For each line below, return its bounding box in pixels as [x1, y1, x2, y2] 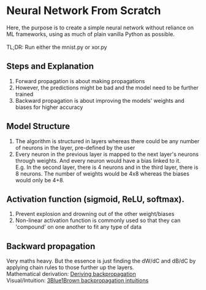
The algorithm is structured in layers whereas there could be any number [15, 137, 200, 144]
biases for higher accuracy [15, 103, 83, 111]
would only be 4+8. [15, 176, 64, 184]
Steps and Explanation [6, 61, 94, 72]
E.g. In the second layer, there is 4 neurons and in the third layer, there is [15, 163, 199, 171]
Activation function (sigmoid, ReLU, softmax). [6, 194, 185, 204]
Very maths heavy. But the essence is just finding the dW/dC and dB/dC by [6, 258, 196, 265]
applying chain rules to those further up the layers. [6, 264, 134, 271]
